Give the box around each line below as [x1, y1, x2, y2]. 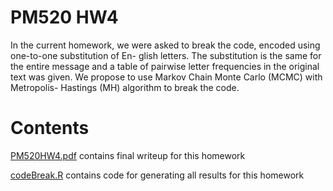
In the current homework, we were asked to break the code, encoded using [10, 39, 321, 51]
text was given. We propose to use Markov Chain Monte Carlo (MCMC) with [10, 71, 323, 83]
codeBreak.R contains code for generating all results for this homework [10, 169, 305, 181]
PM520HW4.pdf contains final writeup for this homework [10, 149, 246, 161]
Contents [10, 117, 90, 140]
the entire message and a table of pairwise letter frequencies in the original [10, 60, 320, 72]
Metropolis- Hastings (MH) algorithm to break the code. [10, 81, 240, 93]
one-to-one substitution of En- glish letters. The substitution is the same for [10, 49, 322, 61]
